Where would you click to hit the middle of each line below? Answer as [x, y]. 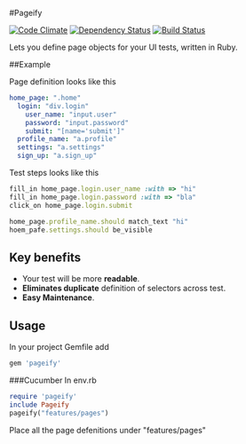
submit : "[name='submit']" [75, 131]
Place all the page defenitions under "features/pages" [108, 430]
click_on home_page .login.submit [71, 205]
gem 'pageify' [36, 363]
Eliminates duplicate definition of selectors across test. [124, 289]
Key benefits [45, 257]
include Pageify [39, 404]
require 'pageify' [43, 396]
